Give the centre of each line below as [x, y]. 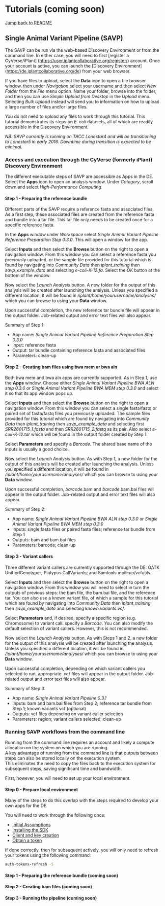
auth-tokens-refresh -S [29, 864]
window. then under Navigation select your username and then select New [81, 86]
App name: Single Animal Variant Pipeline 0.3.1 [59, 698]
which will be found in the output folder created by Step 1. [90, 434]
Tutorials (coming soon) [55, 9]
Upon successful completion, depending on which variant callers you [75, 668]
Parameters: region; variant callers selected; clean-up [67, 719]
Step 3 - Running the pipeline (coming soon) [51, 898]
